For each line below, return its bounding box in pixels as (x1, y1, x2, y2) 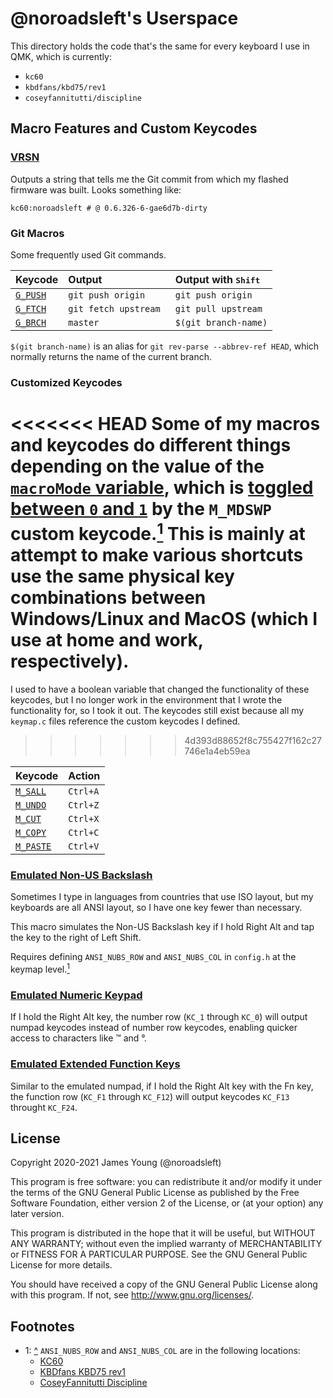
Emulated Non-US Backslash (10, 868, 153, 882)
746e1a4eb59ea (184, 745, 251, 757)
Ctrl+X (68, 813, 100, 825)
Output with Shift (174, 272, 261, 286)
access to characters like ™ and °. (10, 1032, 147, 1044)
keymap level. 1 (10, 962, 70, 976)
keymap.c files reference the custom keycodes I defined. (10, 715, 241, 727)
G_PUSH (15, 289, 47, 301)
